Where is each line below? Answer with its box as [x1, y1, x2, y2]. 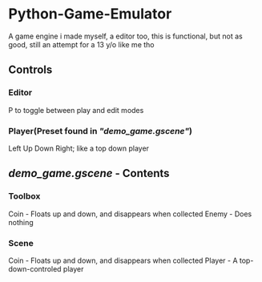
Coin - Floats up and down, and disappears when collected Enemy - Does [8, 209, 252, 219]
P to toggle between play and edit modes [8, 105, 144, 115]
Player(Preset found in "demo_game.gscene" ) [8, 125, 192, 136]
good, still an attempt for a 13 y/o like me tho [8, 39, 155, 49]
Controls [8, 63, 53, 77]
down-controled [8, 264, 62, 273]
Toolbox [8, 191, 41, 202]
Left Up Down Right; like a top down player [8, 143, 150, 153]
